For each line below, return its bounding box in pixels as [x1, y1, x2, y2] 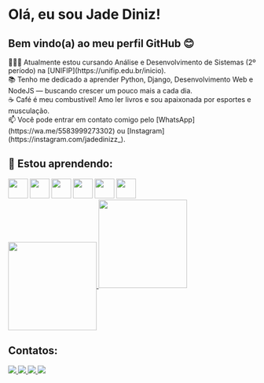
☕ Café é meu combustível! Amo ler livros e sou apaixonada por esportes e [8, 95, 251, 104]
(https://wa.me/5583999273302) [8, 126, 115, 135]
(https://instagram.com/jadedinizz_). [8, 135, 126, 144]
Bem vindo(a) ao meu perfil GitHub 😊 [8, 37, 195, 50]
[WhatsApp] [156, 115, 195, 124]
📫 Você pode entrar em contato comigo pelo [8, 115, 155, 124]
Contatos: [8, 344, 58, 358]
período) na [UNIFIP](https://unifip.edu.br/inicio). [8, 66, 167, 75]
